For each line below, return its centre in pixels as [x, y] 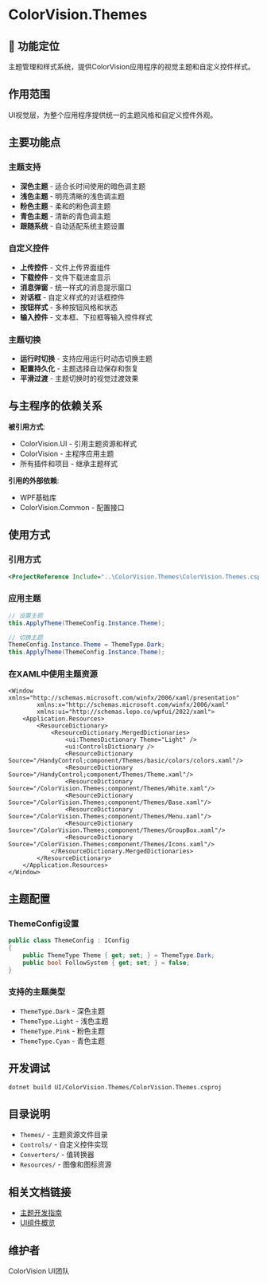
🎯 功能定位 [34, 46]
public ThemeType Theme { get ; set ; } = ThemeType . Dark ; [119, 955]
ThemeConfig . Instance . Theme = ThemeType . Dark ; [87, 645]
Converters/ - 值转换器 [57, 1155]
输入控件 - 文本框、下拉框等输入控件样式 [86, 317]
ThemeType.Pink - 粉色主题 [62, 1030]
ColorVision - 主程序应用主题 [67, 453]
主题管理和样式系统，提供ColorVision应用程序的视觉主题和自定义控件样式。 [132, 67]
